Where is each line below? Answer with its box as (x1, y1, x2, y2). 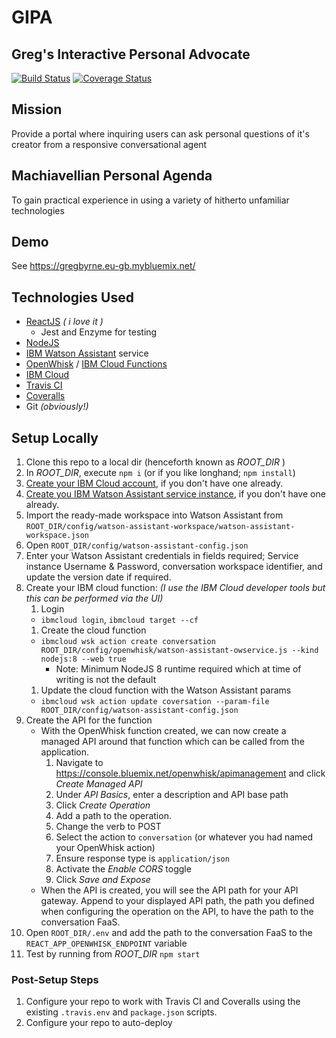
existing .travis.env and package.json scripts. (25, 1006, 218, 1018)
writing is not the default (55, 674, 157, 686)
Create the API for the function (25, 714, 153, 726)
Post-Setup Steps (11, 972, 99, 986)
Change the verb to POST (55, 821, 162, 833)
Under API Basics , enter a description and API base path (55, 789, 289, 801)
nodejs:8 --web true (40, 654, 127, 665)
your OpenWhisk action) (55, 842, 156, 854)
